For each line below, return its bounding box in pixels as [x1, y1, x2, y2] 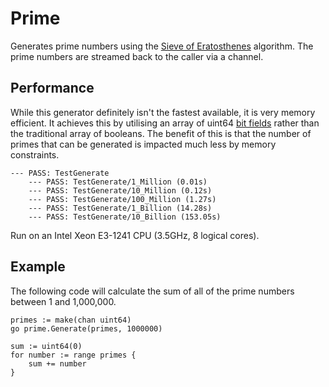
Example [10, 258, 66, 276]
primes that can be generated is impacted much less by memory [10, 138, 277, 150]
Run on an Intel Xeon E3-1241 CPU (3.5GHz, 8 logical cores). [10, 229, 260, 241]
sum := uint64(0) [10, 341, 83, 351]
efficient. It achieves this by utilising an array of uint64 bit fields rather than [10, 117, 320, 129]
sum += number [28, 358, 87, 369]
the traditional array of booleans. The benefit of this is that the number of [10, 127, 312, 139]
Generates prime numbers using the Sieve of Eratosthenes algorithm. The [10, 40, 314, 52]
